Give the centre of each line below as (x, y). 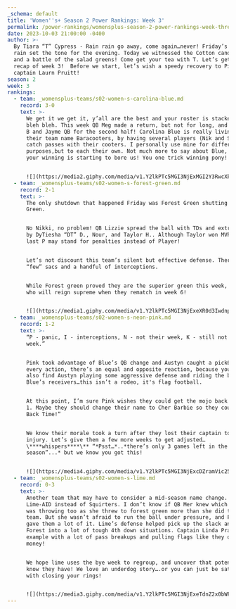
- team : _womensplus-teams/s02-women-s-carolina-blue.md (99, 99)
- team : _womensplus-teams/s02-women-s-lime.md (85, 478)
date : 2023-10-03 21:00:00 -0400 (56, 33)
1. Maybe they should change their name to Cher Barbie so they (122, 408)
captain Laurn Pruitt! (47, 73)
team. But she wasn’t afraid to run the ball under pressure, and (125, 517)
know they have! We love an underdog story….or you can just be (122, 569)
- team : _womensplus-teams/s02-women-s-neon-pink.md (92, 318)
